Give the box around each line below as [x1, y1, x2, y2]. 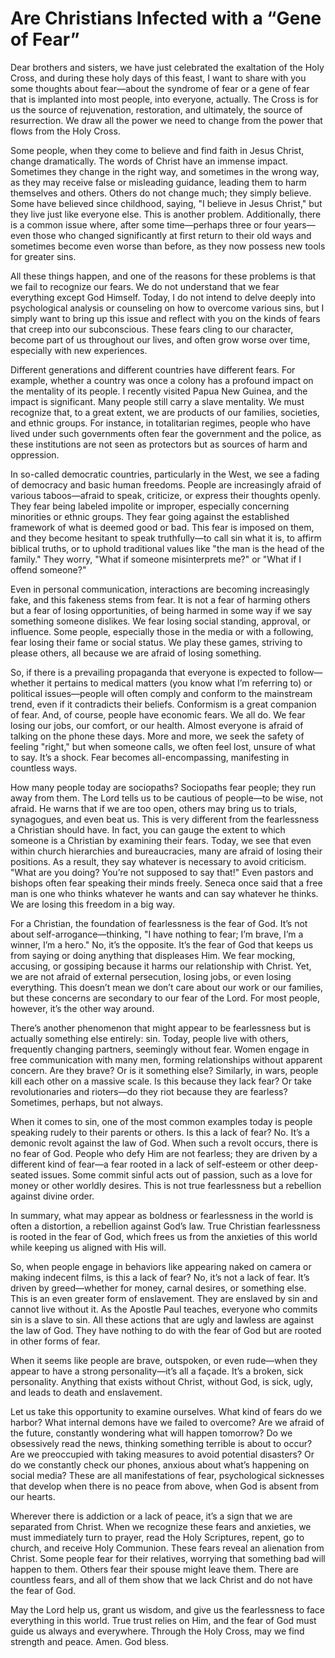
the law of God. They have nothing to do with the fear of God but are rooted [10, 1324, 322, 1336]
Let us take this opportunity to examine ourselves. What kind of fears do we [10, 1405, 323, 1417]
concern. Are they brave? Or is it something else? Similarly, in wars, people [10, 1064, 319, 1076]
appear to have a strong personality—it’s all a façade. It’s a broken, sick [10, 1365, 304, 1377]
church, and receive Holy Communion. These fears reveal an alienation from [10, 1542, 325, 1554]
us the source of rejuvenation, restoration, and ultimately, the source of [10, 103, 303, 116]
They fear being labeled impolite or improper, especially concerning [10, 500, 290, 512]
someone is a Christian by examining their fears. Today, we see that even [10, 834, 312, 846]
